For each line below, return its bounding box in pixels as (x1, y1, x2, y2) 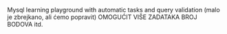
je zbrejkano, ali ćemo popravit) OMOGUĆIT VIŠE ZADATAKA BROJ (7, 13, 197, 21)
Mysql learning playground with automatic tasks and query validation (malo (7, 6, 220, 14)
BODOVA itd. (7, 20, 43, 28)
